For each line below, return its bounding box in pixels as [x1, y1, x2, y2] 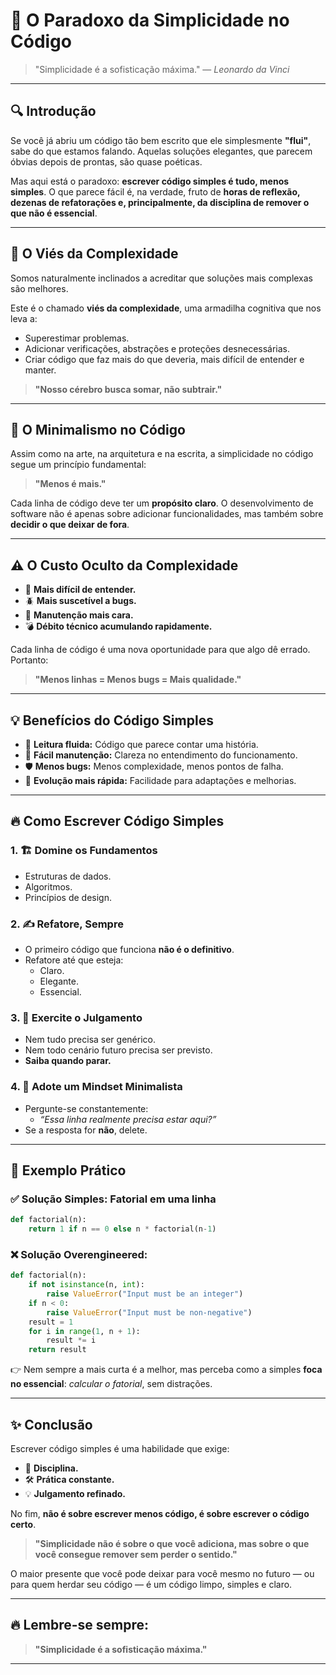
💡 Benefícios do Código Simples [10, 712, 214, 729]
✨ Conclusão [10, 1416, 93, 1433]
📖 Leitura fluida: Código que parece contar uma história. [24, 739, 259, 750]
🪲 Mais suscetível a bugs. [24, 595, 137, 607]
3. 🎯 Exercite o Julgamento [10, 1010, 143, 1024]
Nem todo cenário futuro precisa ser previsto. [24, 1044, 213, 1056]
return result [28, 1345, 87, 1355]
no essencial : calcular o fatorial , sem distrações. [10, 1378, 213, 1390]
